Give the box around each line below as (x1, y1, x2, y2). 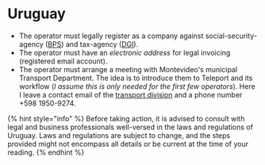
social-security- (205, 31, 258, 40)
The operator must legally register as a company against (18, 31, 204, 40)
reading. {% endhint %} (7, 148, 85, 157)
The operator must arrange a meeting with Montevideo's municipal (18, 64, 238, 74)
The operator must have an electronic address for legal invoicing (18, 48, 231, 57)
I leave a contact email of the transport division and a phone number (18, 90, 243, 99)
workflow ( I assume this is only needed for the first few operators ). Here (18, 81, 255, 91)
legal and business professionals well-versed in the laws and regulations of (7, 122, 253, 132)
